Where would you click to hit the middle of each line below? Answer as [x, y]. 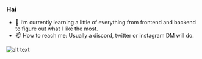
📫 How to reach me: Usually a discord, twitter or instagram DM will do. [104, 36]
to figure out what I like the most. [57, 29]
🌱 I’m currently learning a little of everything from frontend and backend [106, 23]
